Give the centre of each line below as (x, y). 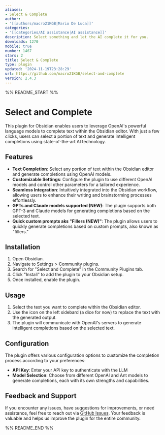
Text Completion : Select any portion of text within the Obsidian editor (83, 169)
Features (19, 157)
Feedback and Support (41, 396)
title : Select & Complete (32, 60)
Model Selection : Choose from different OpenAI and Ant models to (80, 375)
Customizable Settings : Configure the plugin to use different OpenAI (82, 179)
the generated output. (34, 317)
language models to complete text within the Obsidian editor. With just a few (82, 131)
